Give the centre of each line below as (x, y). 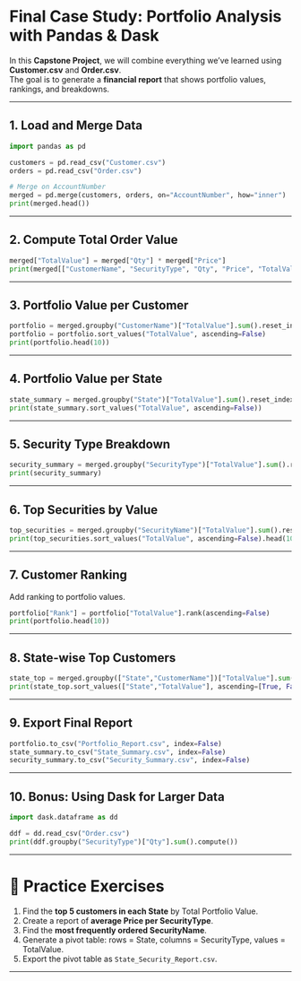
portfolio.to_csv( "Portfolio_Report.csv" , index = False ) (116, 743)
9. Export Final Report (71, 723)
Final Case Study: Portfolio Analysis (146, 17)
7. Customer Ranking (69, 575)
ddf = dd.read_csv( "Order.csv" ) (69, 833)
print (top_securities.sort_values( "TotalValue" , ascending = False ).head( (148, 538)
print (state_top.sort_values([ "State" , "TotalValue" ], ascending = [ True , (146, 686)
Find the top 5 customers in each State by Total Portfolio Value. (140, 911)
